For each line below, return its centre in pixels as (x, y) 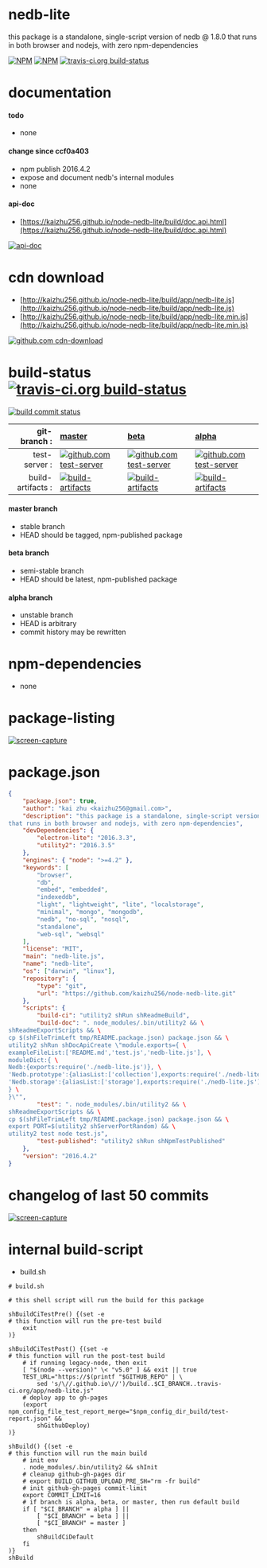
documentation (60, 93)
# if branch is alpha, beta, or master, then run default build (131, 1502)
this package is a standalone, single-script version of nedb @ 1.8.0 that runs (133, 37)
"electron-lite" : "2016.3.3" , (87, 838)
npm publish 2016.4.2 (55, 169)
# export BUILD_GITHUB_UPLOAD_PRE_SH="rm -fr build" (112, 1481)
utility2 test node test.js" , (58, 1134)
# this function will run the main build (78, 1453)
